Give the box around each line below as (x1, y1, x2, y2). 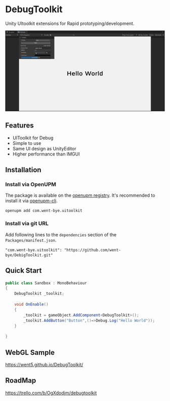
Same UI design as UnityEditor (12, 145, 76, 151)
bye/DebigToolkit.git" (5, 253, 53, 258)
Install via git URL (5, 220, 49, 227)
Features (5, 121, 34, 130)
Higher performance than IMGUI (12, 151, 80, 157)
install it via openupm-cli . (5, 198, 58, 204)
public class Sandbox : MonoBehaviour (5, 281, 87, 286)
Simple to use (12, 140, 41, 146)
